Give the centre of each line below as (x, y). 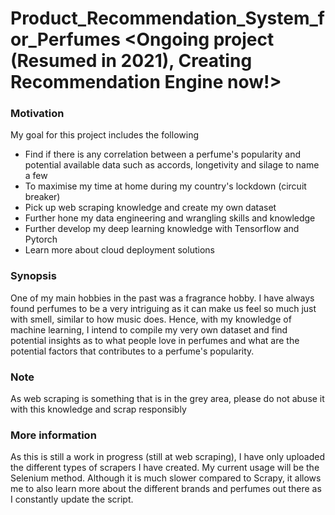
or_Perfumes (65, 39)
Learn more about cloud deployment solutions (119, 250)
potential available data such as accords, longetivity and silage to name (172, 165)
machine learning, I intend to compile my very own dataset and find (149, 329)
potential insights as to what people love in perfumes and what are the (155, 340)
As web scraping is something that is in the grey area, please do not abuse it (167, 399)
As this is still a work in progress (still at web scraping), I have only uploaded (168, 457)
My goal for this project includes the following (104, 135)
